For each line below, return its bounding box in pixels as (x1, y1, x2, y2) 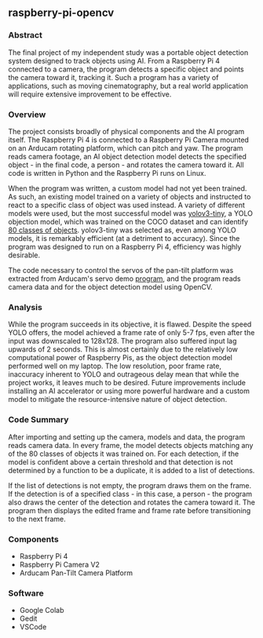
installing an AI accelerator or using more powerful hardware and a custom (8, 386, 250, 396)
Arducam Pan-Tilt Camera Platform (19, 568, 133, 578)
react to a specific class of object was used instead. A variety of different (8, 200, 245, 210)
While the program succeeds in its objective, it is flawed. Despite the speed (8, 319, 252, 329)
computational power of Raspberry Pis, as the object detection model (8, 353, 233, 363)
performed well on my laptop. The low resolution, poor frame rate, (8, 361, 222, 371)
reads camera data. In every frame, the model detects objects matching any (8, 440, 254, 450)
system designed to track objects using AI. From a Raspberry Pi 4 (8, 56, 221, 65)
